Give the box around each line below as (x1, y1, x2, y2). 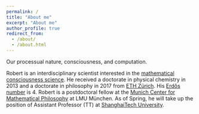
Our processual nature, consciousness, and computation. (6, 58, 148, 65)
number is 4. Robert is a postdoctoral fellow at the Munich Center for (6, 88, 175, 96)
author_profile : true (6, 25, 60, 31)
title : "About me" (6, 14, 52, 20)
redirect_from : (6, 31, 44, 37)
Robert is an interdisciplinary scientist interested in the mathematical (6, 69, 174, 77)
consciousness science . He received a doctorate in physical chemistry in (6, 75, 186, 83)
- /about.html (11, 42, 47, 48)
